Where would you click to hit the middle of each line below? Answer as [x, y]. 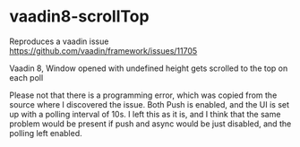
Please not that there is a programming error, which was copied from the [143, 95]
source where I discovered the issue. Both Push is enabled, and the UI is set [149, 104]
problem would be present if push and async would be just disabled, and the [150, 124]
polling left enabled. [46, 133]
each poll [26, 77]
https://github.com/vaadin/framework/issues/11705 [103, 50]
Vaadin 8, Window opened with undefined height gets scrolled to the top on [149, 68]
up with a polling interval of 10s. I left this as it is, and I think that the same [145, 114]
